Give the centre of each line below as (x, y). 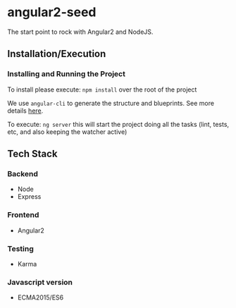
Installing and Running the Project (66, 74)
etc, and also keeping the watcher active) (67, 132)
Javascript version (40, 282)
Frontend (23, 215)
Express (29, 197)
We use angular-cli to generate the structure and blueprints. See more (111, 103)
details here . (25, 111)
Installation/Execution (57, 54)
